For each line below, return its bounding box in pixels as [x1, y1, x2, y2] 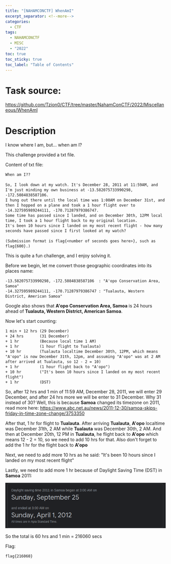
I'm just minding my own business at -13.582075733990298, [5, 187, 133, 193]
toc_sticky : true [5, 57, 42, 62]
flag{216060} [5, 554, 33, 559]
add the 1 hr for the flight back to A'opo [5, 442, 88, 448]
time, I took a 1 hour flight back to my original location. [5, 218, 138, 223]
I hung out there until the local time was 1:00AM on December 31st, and [5, 198, 165, 203]
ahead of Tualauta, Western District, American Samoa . [5, 308, 123, 314]
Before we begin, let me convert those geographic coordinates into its [5, 263, 152, 269]
